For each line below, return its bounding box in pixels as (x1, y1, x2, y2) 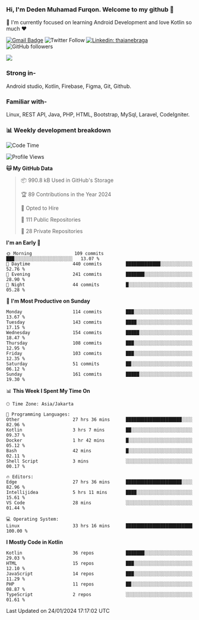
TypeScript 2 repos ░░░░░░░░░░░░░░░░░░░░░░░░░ (6, 591, 193, 598)
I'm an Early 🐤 (6, 239, 41, 246)
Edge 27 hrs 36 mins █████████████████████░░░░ (6, 479, 193, 485)
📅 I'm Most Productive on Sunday (6, 297, 90, 305)
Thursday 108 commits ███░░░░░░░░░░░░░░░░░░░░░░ (6, 340, 193, 347)
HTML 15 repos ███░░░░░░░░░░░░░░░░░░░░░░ (6, 561, 193, 567)
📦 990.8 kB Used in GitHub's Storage (20, 177, 114, 184)
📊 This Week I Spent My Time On (6, 388, 90, 395)
